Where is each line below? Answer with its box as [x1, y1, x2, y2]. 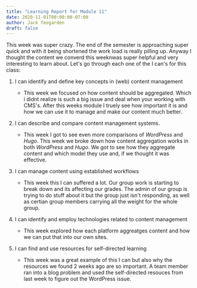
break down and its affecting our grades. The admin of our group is [23, 186, 188, 193]
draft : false [6, 25, 38, 31]
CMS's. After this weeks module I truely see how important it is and [23, 102, 188, 109]
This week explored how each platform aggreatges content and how [23, 227, 190, 234]
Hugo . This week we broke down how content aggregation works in [23, 137, 189, 145]
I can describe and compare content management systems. [14, 119, 160, 127]
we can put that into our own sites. [23, 234, 108, 241]
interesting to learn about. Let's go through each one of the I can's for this [6, 60, 186, 67]
